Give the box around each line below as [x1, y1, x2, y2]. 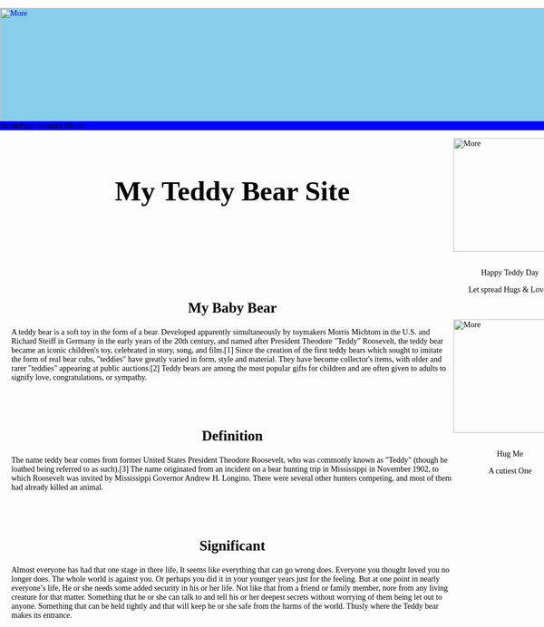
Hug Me [496, 449, 524, 458]
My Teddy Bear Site [114, 175, 351, 207]
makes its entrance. [11, 610, 73, 620]
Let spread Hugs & [468, 285, 529, 294]
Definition [201, 427, 263, 444]
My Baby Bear [187, 299, 277, 316]
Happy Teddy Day [481, 268, 539, 277]
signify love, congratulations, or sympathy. [11, 372, 147, 382]
